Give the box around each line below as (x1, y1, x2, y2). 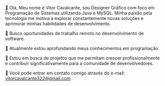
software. (5, 35, 25, 41)
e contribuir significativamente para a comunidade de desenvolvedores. (5, 60, 154, 66)
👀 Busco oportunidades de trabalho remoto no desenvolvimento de (5, 30, 144, 36)
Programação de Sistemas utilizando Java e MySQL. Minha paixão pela (5, 10, 152, 16)
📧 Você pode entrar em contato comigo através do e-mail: (5, 70, 125, 76)
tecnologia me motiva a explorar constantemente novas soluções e (5, 15, 144, 21)
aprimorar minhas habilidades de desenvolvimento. (5, 20, 111, 26)
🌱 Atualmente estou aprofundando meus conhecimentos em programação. (5, 45, 159, 51)
